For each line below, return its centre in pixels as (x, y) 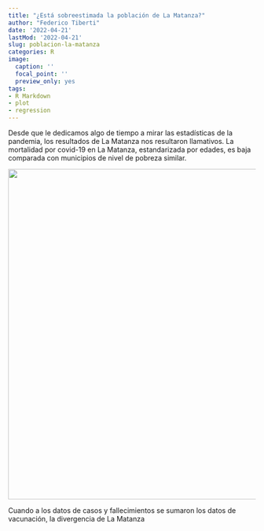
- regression (29, 111)
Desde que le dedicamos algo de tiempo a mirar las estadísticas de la (121, 133)
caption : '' (35, 67)
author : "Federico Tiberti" (54, 23)
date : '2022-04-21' (40, 30)
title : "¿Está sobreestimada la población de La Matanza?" (107, 15)
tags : (17, 88)
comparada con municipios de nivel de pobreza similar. (97, 158)
